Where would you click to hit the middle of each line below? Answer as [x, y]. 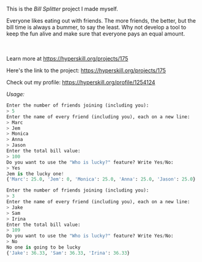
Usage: [16, 94]
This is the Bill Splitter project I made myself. [62, 9]
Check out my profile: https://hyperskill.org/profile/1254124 [81, 82]
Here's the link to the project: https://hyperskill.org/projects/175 [86, 70]
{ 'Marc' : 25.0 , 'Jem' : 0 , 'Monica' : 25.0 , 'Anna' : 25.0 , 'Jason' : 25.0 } [101, 179]
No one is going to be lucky [43, 247]
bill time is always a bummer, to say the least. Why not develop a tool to [96, 27]
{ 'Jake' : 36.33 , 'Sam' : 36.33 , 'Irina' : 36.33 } [68, 253]
